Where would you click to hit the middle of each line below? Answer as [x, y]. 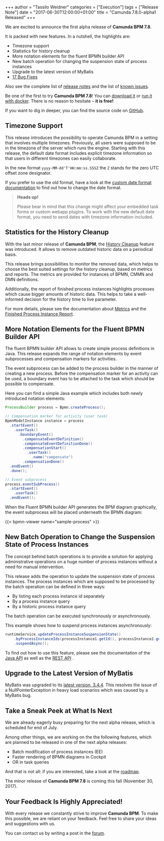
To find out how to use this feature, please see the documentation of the [78, 653]
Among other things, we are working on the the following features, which [78, 737]
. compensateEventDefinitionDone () [58, 444]
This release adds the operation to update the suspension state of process [80, 576]
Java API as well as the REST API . [40, 658]
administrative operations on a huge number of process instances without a [81, 561]
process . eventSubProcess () [32, 484]
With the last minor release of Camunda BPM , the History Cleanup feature [80, 244]
